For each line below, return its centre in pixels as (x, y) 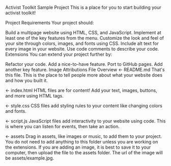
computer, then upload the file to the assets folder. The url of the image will (84, 152)
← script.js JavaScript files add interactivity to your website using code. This (85, 121)
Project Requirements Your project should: (50, 23)
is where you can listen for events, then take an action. (63, 126)
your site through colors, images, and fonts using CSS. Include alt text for (82, 43)
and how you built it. (27, 80)
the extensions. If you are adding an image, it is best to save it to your (78, 147)
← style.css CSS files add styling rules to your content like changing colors (84, 106)
